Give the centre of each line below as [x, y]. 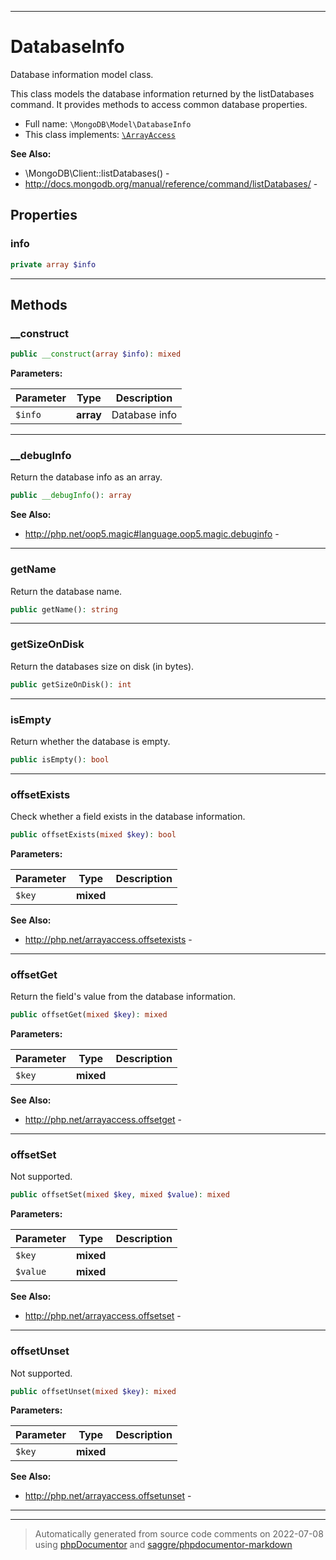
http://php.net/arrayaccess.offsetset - [103, 1316]
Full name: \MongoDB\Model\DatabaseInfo [108, 123]
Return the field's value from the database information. [123, 997]
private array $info [53, 264]
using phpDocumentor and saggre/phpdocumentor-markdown [163, 1545]
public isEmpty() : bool [60, 759]
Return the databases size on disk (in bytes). [102, 666]
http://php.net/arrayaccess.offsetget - [103, 1120]
